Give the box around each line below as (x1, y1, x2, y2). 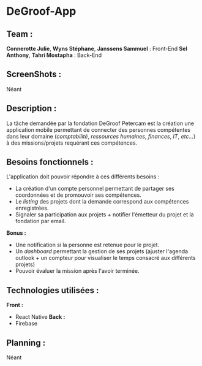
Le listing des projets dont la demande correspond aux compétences (15, 198, 189, 205)
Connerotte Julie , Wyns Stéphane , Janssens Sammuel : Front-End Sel (6, 45, 188, 52)
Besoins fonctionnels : (6, 157, 94, 167)
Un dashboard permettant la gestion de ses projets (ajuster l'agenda (15, 248, 189, 255)
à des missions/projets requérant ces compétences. (6, 139, 138, 147)
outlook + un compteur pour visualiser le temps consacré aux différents (15, 254, 196, 262)
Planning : (6, 337, 46, 348)
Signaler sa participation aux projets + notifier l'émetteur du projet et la (15, 211, 194, 218)
